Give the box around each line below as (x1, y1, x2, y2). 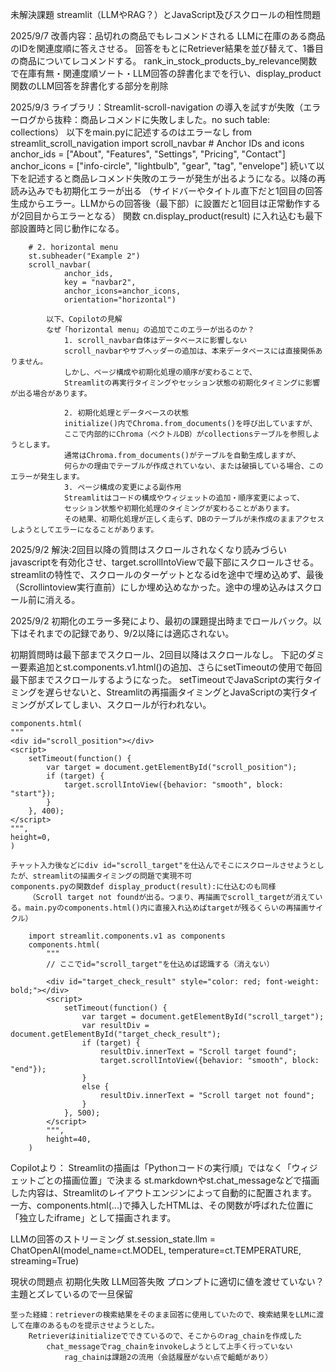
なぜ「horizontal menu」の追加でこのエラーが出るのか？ (46, 325, 255, 335)
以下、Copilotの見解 (46, 314, 123, 324)
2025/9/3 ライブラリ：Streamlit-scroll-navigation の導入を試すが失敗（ (10, 101, 304, 113)
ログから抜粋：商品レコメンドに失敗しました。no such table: (18, 114, 271, 125)
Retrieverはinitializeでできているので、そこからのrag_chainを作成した (28, 1331, 303, 1341)
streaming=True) (10, 1255, 80, 1267)
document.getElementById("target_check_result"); (10, 1029, 222, 1039)
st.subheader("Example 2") (28, 251, 141, 261)
